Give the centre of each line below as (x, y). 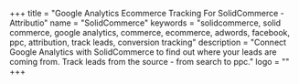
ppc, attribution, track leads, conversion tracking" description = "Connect (148, 42)
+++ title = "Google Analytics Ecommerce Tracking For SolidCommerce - (147, 13)
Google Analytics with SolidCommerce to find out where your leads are (143, 52)
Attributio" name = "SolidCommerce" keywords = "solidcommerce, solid (145, 23)
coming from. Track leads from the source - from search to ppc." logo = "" (149, 62)
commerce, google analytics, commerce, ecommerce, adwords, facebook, (150, 32)
